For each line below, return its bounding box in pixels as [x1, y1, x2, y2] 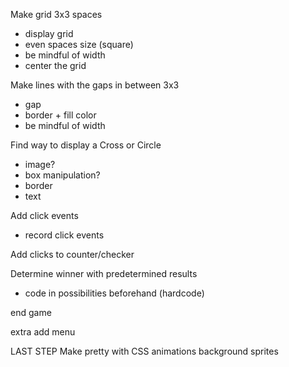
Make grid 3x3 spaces [10, 9, 103, 20]
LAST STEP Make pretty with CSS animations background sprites [10, 345, 279, 357]
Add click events [10, 210, 79, 221]
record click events [24, 229, 105, 241]
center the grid [24, 60, 87, 71]
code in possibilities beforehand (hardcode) [24, 287, 205, 299]
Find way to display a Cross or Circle [10, 139, 162, 151]
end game [10, 307, 52, 318]
